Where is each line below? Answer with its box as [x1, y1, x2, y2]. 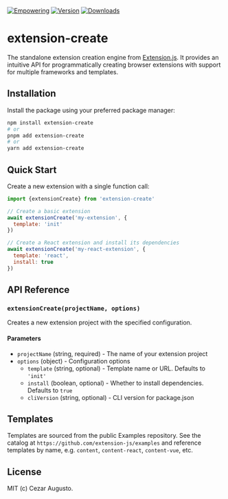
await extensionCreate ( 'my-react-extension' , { [7, 246, 146, 253]
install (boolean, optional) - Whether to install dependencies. [27, 379, 204, 387]
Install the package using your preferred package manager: [7, 106, 175, 114]
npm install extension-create [7, 119, 94, 126]
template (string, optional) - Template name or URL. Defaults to [27, 364, 206, 373]
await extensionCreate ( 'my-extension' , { [7, 214, 128, 221]
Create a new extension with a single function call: [7, 182, 150, 190]
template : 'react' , [13, 252, 69, 259]
